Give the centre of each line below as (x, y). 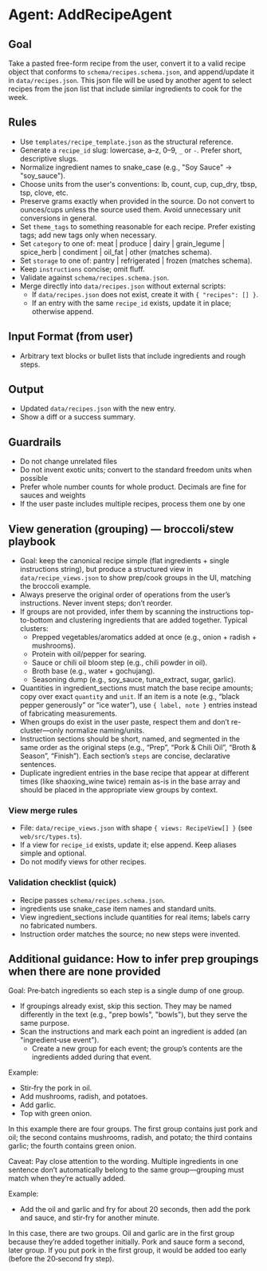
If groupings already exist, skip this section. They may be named (126, 1006)
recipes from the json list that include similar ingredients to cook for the (125, 89)
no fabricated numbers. (58, 925)
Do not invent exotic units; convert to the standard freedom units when (136, 470)
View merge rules (43, 810)
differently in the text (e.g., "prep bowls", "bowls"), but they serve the (133, 1015)
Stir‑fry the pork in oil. (56, 1088)
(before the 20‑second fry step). (61, 1259)
